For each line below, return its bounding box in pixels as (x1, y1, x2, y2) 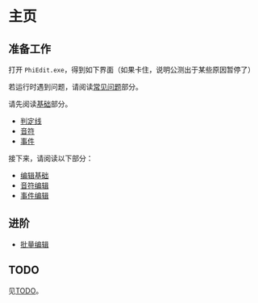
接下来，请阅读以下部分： (8, 154, 94, 163)
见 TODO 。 (8, 285, 44, 295)
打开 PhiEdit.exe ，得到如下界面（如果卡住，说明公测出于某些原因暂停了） (8, 65, 256, 74)
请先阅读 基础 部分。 (8, 99, 73, 109)
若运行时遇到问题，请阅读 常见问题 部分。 (8, 82, 143, 91)
